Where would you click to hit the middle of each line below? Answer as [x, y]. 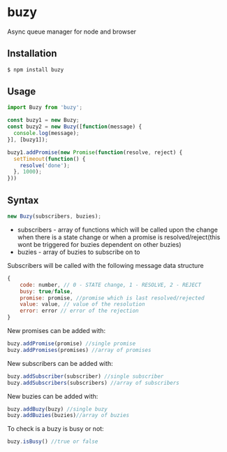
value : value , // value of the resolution [82, 304]
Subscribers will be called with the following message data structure [105, 265]
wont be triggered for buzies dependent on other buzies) [99, 244]
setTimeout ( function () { [50, 159]
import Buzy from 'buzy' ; [45, 108]
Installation [32, 54]
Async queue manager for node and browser [72, 31]
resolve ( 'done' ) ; [45, 165]
